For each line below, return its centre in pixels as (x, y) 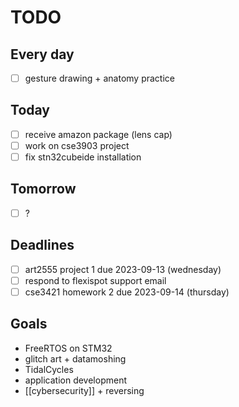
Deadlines (42, 245)
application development (76, 380)
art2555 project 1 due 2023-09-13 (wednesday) (123, 269)
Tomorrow (43, 189)
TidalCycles (49, 369)
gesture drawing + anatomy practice (99, 78)
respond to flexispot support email (95, 280)
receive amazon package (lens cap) (98, 134)
